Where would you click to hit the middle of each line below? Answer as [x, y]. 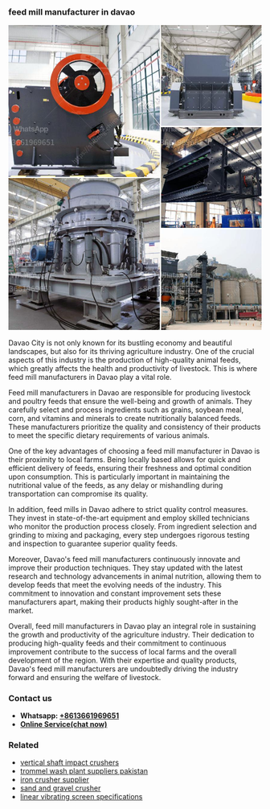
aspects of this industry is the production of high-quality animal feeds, [125, 360]
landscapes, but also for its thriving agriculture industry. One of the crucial [131, 351]
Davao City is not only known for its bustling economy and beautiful [121, 343]
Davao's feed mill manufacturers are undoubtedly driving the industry [123, 669]
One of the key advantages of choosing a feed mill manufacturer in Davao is [134, 451]
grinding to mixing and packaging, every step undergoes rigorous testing [129, 535]
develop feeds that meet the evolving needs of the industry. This [115, 584]
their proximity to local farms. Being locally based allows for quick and [125, 459]
